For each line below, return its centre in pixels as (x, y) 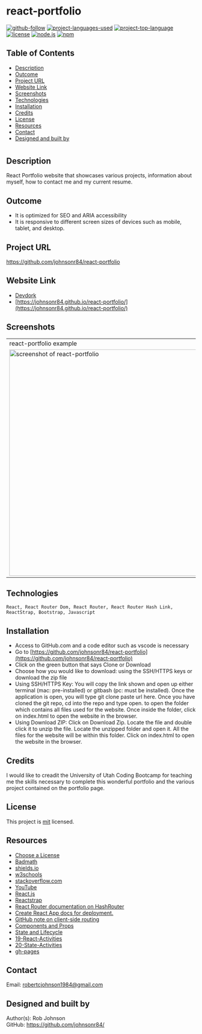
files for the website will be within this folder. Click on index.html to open (105, 735)
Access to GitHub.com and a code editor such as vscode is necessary (102, 646)
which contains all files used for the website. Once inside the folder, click (105, 710)
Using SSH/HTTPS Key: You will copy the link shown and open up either (104, 684)
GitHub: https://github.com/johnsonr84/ (56, 1025)
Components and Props (44, 925)
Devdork (26, 295)
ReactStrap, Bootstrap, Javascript (51, 613)
